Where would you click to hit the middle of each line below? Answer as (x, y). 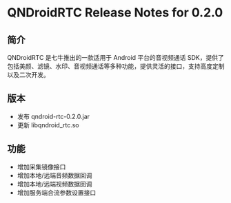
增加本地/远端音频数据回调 (54, 175)
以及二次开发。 (28, 75)
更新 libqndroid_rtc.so (48, 125)
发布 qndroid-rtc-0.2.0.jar (53, 116)
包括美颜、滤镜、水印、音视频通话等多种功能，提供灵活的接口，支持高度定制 (116, 66)
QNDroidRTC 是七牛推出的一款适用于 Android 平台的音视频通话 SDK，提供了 (115, 57)
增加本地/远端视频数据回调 (54, 184)
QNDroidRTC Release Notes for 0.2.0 (115, 13)
